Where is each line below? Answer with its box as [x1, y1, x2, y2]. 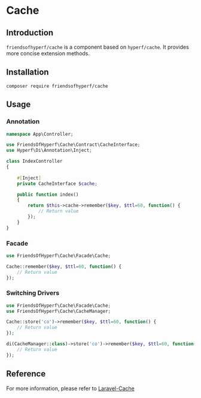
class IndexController [6, 158, 63, 164]
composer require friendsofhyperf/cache [6, 83, 109, 89]
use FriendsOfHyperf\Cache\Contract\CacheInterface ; [6, 142, 141, 148]
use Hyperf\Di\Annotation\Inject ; [6, 148, 93, 154]
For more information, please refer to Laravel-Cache [6, 385, 135, 392]
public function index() [17, 191, 79, 197]
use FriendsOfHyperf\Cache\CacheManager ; [6, 308, 111, 314]
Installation [6, 67, 49, 77]
